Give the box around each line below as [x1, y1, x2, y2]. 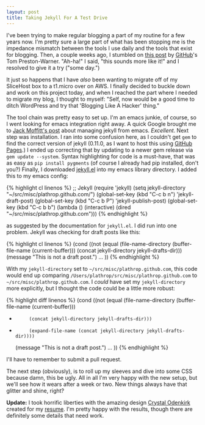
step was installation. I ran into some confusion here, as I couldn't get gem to [6, 133, 197, 141]
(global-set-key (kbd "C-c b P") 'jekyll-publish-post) [35, 197, 167, 204]
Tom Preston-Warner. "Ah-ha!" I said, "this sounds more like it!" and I [6, 57, 179, 65]
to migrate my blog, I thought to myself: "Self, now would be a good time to [6, 95, 195, 103]
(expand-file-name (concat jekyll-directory [29, 328, 145, 334]
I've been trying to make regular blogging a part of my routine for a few [6, 31, 185, 39]
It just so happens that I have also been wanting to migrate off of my [6, 76, 178, 83]
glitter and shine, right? [6, 386, 65, 394]
